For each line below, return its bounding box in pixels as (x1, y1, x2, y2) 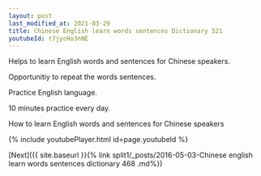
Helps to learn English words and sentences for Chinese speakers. (8, 57, 231, 66)
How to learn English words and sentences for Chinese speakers (8, 119, 225, 129)
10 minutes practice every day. (8, 103, 111, 113)
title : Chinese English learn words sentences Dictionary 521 (8, 27, 223, 35)
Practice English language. (8, 88, 97, 98)
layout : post (8, 11, 53, 20)
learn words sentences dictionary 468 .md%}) (8, 159, 163, 169)
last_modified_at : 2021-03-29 (8, 19, 111, 27)
